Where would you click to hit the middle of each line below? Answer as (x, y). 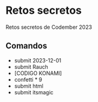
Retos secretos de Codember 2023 (49, 27)
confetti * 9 (28, 79)
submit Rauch (31, 67)
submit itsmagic (34, 92)
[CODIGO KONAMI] (38, 73)
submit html (29, 86)
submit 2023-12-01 (38, 60)
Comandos (26, 46)
